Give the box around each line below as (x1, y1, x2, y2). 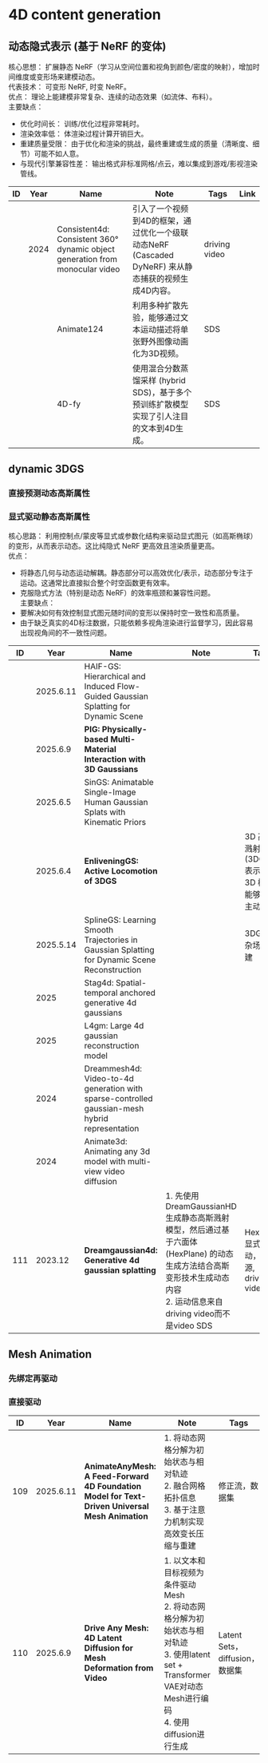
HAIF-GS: (84, 660, 121, 672)
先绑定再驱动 (8, 1373, 58, 1384)
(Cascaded (132, 250, 174, 260)
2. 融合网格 (164, 1480, 206, 1492)
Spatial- (115, 977, 148, 988)
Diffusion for (84, 1642, 133, 1654)
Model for (84, 1491, 122, 1502)
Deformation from (84, 1662, 154, 1674)
